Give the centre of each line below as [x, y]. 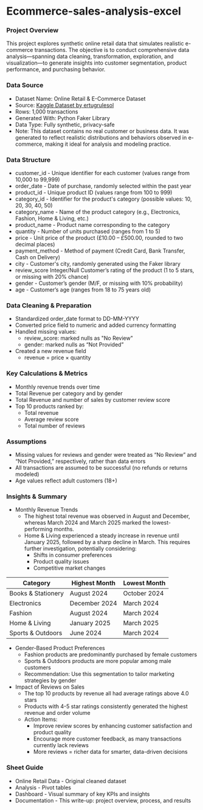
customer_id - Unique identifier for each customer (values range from [102, 173]
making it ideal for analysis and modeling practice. [108, 144]
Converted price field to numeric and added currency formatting [95, 325]
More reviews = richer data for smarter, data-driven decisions [111, 752]
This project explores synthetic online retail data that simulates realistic [95, 43]
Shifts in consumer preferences [73, 555]
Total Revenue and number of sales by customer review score [92, 400]
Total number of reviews [54, 426]
